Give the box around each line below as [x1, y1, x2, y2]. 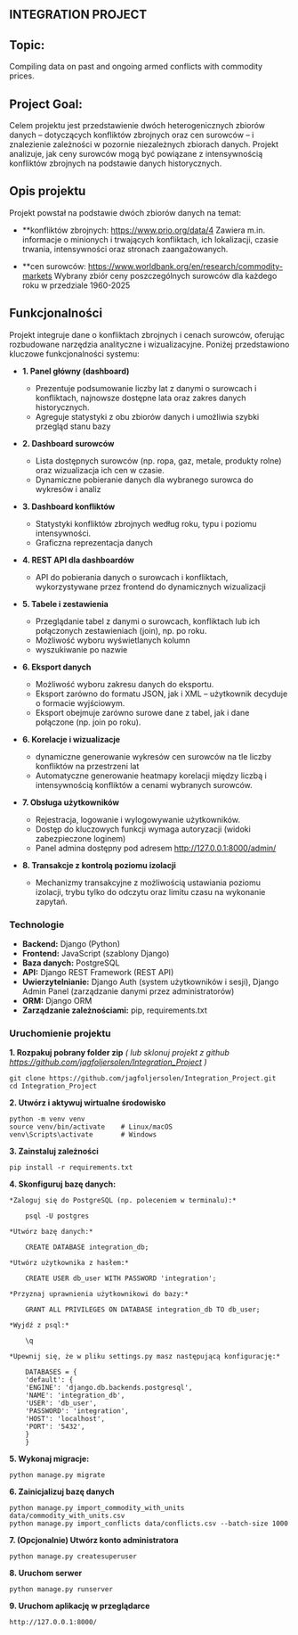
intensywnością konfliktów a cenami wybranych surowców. [35, 779, 254, 790]
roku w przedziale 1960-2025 [21, 280, 131, 291]
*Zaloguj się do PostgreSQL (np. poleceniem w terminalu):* [9, 1196, 238, 1205]
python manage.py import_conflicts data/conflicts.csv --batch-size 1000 [9, 1519, 289, 1528]
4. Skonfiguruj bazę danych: [9, 1179, 117, 1189]
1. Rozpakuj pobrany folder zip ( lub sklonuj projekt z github [9, 1048, 230, 1058]
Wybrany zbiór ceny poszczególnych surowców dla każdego [53, 270, 278, 281]
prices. [9, 70, 35, 81]
